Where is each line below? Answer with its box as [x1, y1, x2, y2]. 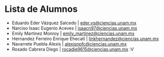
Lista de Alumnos [4, 3, 78, 15]
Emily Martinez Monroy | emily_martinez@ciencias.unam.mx [11, 30, 135, 36]
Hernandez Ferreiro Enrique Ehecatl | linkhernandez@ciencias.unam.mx [11, 36, 159, 42]
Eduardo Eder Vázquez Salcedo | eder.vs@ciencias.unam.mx [11, 20, 137, 26]
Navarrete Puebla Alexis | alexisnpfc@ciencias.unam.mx [11, 41, 127, 47]
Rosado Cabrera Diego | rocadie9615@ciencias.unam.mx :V [11, 46, 134, 52]
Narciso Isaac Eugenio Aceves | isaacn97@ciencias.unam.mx [11, 25, 137, 31]
